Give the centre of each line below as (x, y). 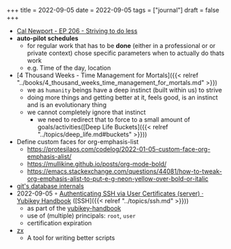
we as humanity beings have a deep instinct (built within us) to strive (125, 90)
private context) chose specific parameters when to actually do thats (126, 53)
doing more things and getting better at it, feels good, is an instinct (122, 97)
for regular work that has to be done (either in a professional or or (121, 46)
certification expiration (59, 223)
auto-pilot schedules (47, 38)
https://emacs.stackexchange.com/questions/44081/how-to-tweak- (125, 171)
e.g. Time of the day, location (69, 68)
